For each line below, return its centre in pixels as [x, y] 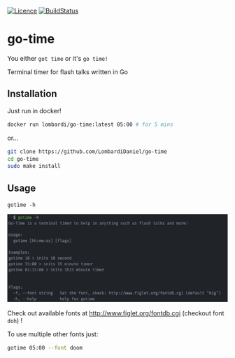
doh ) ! [15, 321]
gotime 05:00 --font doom [45, 348]
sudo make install [34, 166]
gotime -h [22, 205]
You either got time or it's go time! [58, 58]
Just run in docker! [34, 110]
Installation [32, 94]
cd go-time [23, 159]
